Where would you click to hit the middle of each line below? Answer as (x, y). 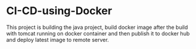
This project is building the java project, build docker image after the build (97, 27)
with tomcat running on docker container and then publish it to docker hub (98, 33)
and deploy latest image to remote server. (58, 40)
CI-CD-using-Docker (59, 11)
